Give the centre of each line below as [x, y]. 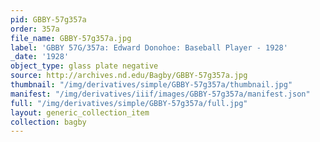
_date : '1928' [40, 57]
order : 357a [35, 29]
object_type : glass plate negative [84, 66]
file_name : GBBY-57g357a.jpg [71, 38]
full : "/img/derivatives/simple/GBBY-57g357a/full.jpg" [129, 103]
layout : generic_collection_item [80, 112]
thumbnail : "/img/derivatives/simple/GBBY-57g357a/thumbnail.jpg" [151, 85]
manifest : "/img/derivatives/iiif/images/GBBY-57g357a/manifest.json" [160, 94]
